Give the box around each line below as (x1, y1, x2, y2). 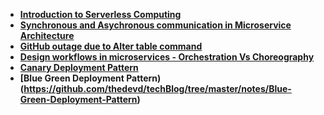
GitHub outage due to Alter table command (19, 40, 203, 52)
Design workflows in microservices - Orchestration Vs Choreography (19, 51, 315, 63)
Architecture (19, 30, 75, 41)
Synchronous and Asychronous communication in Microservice (19, 19, 292, 31)
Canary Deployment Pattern (19, 62, 139, 73)
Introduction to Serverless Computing (19, 9, 182, 20)
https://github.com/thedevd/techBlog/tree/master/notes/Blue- (23, 83, 292, 94)
